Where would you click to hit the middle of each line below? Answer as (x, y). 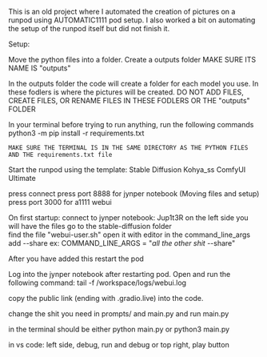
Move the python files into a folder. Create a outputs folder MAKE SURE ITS (132, 60)
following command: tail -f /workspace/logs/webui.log (97, 283)
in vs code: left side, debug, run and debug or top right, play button (119, 345)
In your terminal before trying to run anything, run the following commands (131, 124)
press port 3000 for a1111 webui (60, 202)
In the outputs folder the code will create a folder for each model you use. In (133, 84)
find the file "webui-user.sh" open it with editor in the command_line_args (129, 235)
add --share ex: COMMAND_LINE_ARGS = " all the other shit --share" (122, 243)
